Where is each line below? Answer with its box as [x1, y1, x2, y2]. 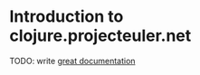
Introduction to [9, 6, 124, 27]
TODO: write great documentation [9, 55, 136, 66]
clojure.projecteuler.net [9, 25, 192, 46]
